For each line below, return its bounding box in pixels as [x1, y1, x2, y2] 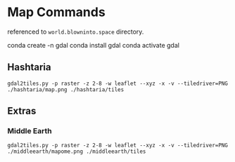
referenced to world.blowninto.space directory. [7, 27, 144, 36]
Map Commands [7, 4, 106, 20]
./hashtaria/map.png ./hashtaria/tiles [7, 86, 125, 93]
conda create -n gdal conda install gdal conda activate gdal [7, 41, 179, 49]
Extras [7, 105, 37, 117]
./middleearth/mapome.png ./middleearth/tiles [7, 148, 146, 155]
